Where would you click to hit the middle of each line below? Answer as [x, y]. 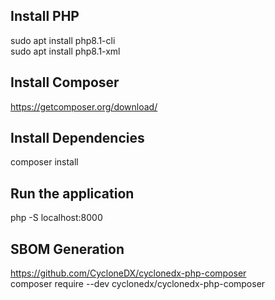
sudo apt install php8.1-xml [65, 51]
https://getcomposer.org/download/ [84, 106]
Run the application [72, 193]
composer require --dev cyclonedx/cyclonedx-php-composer [138, 284]
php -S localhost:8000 [56, 218]
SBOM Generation [67, 249]
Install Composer [65, 82]
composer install [44, 162]
